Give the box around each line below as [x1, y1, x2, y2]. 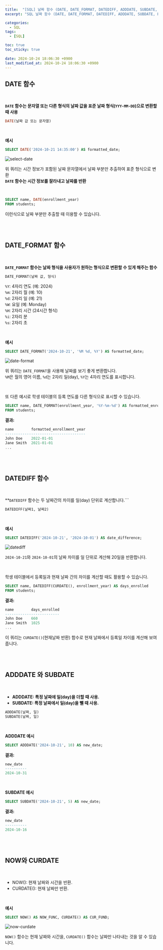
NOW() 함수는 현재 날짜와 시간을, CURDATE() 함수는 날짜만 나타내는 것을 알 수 [5, 934, 148, 940]
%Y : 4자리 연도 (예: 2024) [5, 283, 53, 289]
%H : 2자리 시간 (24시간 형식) [5, 307, 58, 313]
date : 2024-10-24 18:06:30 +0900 [5, 56, 73, 61]
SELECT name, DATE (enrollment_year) [5, 197, 79, 202]
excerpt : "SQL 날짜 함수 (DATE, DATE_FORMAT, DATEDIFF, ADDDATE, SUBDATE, [5, 12, 155, 16]
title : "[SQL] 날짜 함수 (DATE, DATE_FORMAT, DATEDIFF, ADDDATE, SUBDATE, [5, 7, 158, 12]
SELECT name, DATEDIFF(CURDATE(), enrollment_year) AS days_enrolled [5, 583, 149, 588]
